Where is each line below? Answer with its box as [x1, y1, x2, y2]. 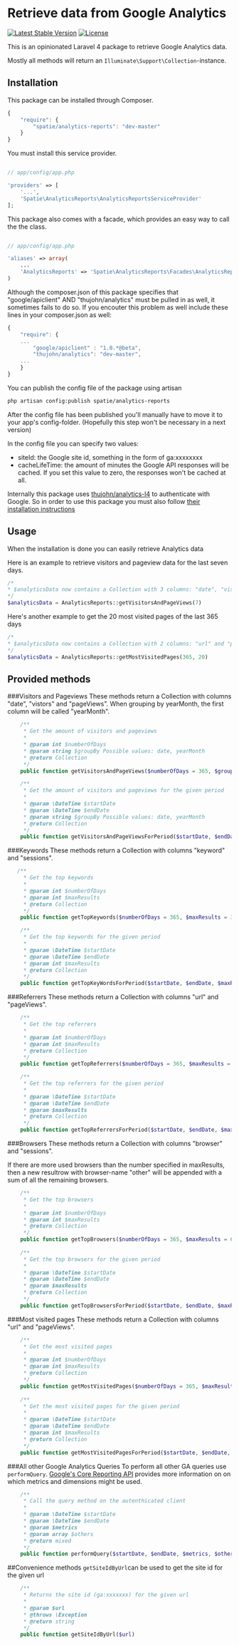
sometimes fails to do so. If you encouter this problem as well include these [7, 303, 229, 311]
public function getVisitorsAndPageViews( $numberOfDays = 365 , [20, 768, 212, 775]
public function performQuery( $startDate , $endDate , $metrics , [20, 1550, 212, 1558]
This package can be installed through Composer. [7, 96, 154, 104]
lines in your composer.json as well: [7, 310, 112, 319]
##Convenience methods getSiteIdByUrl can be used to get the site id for [7, 1563, 223, 1572]
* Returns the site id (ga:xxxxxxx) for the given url [23, 1592, 190, 1599]
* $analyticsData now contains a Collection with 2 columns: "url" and [7, 640, 224, 647]
